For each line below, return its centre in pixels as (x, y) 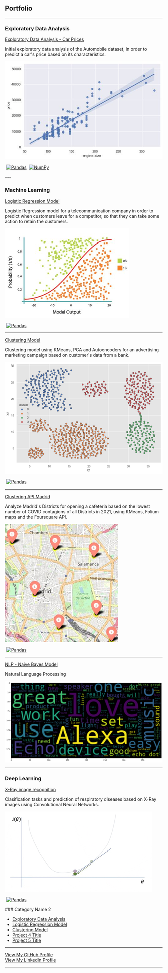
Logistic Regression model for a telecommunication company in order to (79, 211)
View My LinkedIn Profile (31, 960)
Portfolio (19, 8)
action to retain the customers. (37, 221)
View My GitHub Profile (29, 955)
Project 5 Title (27, 940)
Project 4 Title (27, 935)
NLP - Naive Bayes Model (32, 664)
